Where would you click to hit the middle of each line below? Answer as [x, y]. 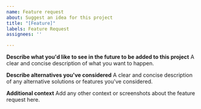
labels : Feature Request [38, 29]
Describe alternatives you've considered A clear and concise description [100, 75]
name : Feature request [35, 12]
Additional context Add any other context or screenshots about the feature [101, 93]
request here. [23, 100]
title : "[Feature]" [31, 23]
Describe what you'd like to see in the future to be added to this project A [100, 57]
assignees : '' [24, 35]
